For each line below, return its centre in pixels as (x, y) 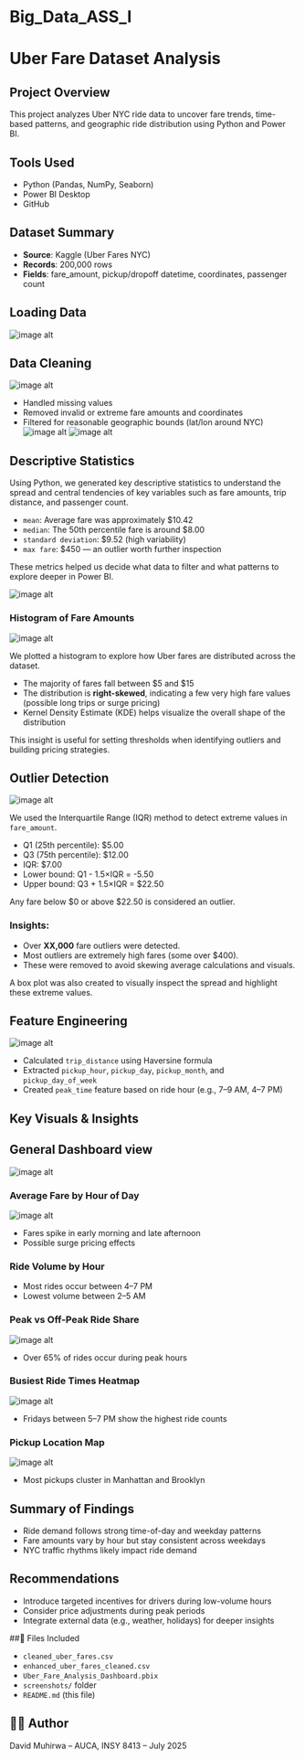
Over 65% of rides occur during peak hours (105, 1357)
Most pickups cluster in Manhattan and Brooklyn (114, 1480)
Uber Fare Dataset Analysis (115, 59)
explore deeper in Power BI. (62, 577)
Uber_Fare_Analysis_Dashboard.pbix (90, 1676)
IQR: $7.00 (42, 865)
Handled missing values (68, 403)
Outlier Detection (59, 778)
